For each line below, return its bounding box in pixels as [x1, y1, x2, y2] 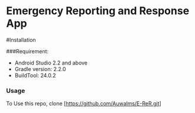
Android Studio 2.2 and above [14, 59, 87, 66]
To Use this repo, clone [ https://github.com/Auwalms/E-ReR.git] [6, 100, 161, 107]
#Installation [6, 36, 37, 43]
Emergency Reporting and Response [6, 4, 190, 18]
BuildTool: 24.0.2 [14, 72, 56, 79]
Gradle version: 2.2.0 [14, 65, 66, 72]
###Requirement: [6, 47, 49, 54]
